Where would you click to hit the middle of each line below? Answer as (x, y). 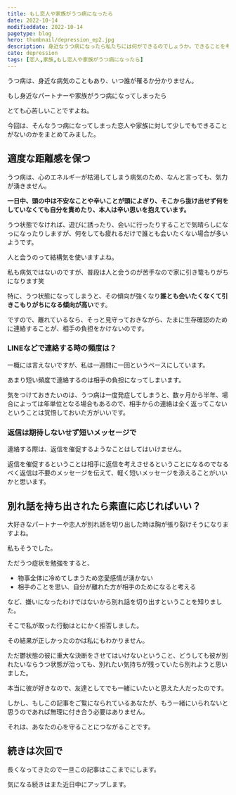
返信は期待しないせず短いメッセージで (72, 432)
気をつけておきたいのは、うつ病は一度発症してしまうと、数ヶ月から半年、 (115, 394)
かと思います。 (29, 482)
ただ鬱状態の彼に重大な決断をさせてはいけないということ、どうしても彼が (115, 655)
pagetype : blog (29, 33)
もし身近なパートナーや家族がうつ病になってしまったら (87, 95)
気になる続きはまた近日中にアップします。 (68, 784)
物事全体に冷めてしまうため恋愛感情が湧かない (85, 577)
